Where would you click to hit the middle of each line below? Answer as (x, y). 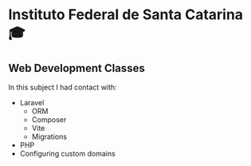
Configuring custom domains (67, 154)
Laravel (32, 103)
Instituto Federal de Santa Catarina (126, 15)
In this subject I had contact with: (63, 87)
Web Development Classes (76, 68)
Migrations (49, 136)
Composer (49, 120)
